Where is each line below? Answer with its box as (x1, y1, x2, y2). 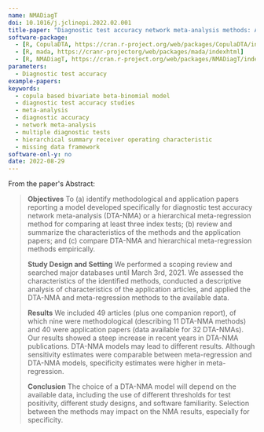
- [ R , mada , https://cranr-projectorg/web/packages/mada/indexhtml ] (15, 48, 244, 56)
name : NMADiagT (8, 11, 58, 20)
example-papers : (8, 77, 61, 85)
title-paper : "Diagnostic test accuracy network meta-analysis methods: (8, 26, 251, 34)
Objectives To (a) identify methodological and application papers (27, 194, 240, 204)
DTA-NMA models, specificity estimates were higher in (27, 358, 205, 368)
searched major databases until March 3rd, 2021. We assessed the (27, 268, 244, 277)
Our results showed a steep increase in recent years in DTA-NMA (27, 333, 239, 342)
